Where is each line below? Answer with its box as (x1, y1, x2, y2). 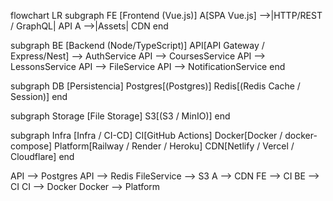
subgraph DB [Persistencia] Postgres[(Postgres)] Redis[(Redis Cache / (10, 80, 301, 92)
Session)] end (10, 91, 68, 102)
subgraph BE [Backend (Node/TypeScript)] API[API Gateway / (10, 40, 265, 51)
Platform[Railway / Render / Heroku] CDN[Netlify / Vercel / (54, 140, 295, 152)
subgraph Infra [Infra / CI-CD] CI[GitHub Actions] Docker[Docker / (10, 130, 283, 141)
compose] (10, 140, 53, 152)
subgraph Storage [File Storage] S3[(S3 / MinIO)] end (10, 110, 231, 122)
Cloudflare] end (10, 151, 75, 162)
